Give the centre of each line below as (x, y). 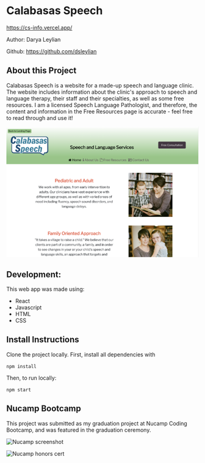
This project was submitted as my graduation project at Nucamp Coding (97, 423)
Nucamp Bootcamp (44, 409)
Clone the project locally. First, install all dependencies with (81, 354)
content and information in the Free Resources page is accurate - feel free (100, 111)
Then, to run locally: (31, 378)
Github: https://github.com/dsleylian (52, 51)
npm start (19, 390)
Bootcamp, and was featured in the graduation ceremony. (79, 430)
